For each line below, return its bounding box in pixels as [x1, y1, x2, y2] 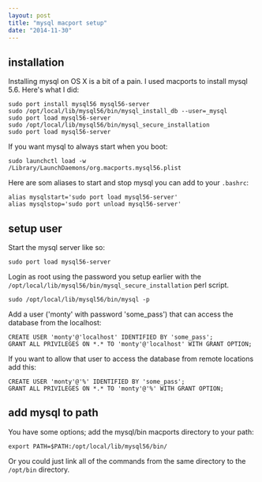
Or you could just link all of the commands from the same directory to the [8, 456, 246, 465]
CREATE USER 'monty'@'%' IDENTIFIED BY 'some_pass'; [8, 378, 185, 385]
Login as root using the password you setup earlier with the [8, 272, 201, 281]
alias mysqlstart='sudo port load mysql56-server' [8, 193, 178, 202]
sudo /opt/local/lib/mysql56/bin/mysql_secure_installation [8, 121, 211, 129]
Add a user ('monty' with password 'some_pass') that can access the [8, 309, 234, 319]
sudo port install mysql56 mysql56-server [8, 101, 150, 108]
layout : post [8, 11, 51, 20]
